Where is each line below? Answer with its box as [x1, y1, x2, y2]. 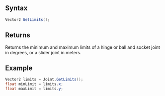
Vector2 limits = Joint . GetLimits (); [5, 77, 83, 82]
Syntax [5, 4, 28, 12]
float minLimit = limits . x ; [5, 82, 64, 87]
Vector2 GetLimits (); [5, 17, 50, 22]
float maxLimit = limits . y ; [5, 87, 64, 92]
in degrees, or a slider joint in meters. [5, 49, 82, 55]
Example [5, 64, 33, 72]
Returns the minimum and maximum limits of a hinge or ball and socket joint [5, 44, 161, 50]
